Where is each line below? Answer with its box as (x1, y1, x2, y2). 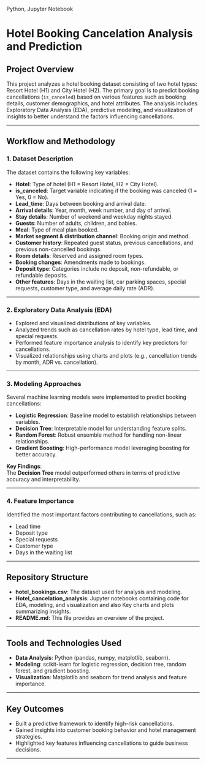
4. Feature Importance (6, 497, 74, 505)
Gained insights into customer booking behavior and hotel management (15, 726, 196, 734)
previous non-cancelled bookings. (15, 245, 102, 253)
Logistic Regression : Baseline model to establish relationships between (15, 412, 197, 419)
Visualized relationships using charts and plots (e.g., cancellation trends (15, 352, 197, 359)
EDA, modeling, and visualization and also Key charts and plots (15, 601, 175, 609)
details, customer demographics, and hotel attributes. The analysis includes (6, 100, 198, 107)
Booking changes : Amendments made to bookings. (15, 258, 146, 266)
